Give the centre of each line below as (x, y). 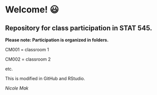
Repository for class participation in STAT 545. (79, 28)
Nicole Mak (17, 88)
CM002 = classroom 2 (28, 59)
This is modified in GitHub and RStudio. (45, 78)
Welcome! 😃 (32, 10)
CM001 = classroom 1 (27, 49)
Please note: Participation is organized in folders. (57, 40)
